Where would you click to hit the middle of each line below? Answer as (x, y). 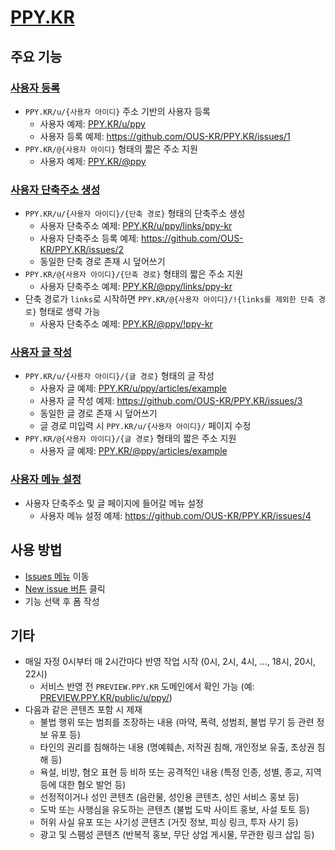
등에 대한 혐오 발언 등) (83, 785)
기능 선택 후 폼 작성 (62, 601)
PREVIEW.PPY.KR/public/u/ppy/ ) (106, 698)
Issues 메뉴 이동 (57, 576)
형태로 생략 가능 (69, 312)
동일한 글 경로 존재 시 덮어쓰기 (98, 413)
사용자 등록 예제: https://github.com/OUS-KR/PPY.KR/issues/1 (165, 136)
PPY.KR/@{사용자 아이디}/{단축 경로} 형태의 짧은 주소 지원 (134, 274)
